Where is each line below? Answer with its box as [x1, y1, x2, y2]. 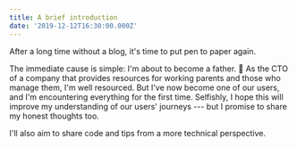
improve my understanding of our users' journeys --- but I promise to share [9, 101, 288, 111]
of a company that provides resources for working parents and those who [9, 72, 282, 83]
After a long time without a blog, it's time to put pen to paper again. [9, 45, 257, 56]
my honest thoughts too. [9, 110, 100, 121]
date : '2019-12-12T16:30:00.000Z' [9, 21, 139, 30]
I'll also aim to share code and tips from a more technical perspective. [9, 127, 267, 138]
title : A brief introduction [9, 12, 118, 22]
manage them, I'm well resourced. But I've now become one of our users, [9, 82, 280, 93]
